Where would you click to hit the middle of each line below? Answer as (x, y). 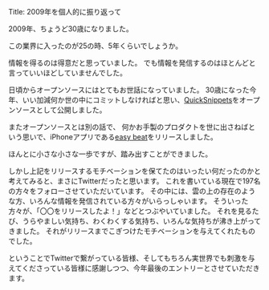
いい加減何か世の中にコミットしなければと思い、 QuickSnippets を (130, 100)
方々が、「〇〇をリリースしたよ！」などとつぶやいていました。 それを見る (130, 211)
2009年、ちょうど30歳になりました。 (71, 29)
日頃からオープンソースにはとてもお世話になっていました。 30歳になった (129, 90)
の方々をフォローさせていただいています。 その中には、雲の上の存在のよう (132, 191)
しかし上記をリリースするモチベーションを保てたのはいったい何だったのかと (135, 171)
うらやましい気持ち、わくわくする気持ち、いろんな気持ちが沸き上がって (142, 221)
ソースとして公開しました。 (61, 110)
